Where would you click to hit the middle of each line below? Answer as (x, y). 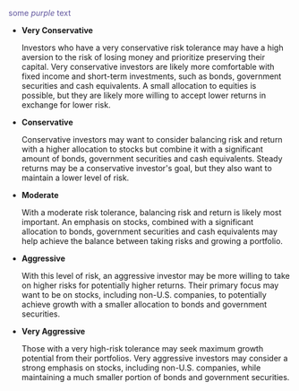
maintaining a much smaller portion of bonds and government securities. (155, 377)
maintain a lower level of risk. (75, 178)
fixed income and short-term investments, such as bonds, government (151, 76)
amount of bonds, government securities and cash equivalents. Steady (152, 159)
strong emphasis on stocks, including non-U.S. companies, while (141, 368)
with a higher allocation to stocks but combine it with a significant (142, 149)
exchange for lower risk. (66, 105)
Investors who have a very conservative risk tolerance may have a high (152, 48)
